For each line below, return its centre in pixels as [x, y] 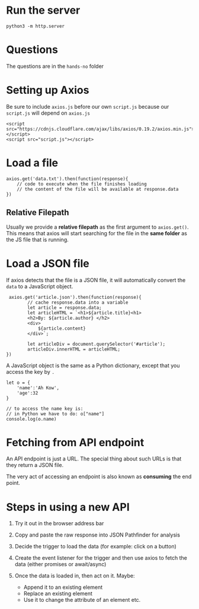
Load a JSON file [48, 264]
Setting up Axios [48, 90]
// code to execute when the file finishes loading [82, 184]
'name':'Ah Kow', [38, 388]
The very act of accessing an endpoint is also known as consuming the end [99, 477]
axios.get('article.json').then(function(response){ [75, 297]
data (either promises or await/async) [60, 564]
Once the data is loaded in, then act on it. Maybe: [75, 576]
